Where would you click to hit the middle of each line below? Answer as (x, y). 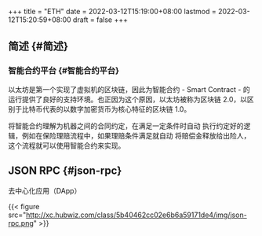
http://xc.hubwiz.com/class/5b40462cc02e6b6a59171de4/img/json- (136, 215)
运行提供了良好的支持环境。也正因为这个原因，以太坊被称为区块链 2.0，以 (127, 99)
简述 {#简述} (38, 46)
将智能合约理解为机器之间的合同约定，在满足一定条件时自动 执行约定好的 (126, 126)
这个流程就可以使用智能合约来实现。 (67, 146)
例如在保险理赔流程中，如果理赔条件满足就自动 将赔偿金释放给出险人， (136, 135)
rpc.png (21, 223)
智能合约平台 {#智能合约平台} (64, 71)
